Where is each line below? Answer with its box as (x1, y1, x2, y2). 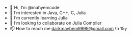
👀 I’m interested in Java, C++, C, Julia (9, 10, 86, 16)
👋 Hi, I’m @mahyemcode (9, 5, 60, 10)
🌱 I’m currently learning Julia (9, 15, 68, 20)
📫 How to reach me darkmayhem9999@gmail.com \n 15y (9, 26, 127, 31)
